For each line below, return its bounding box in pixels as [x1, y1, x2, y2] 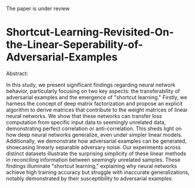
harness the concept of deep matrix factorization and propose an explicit [6, 100, 183, 107]
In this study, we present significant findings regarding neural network [6, 81, 176, 88]
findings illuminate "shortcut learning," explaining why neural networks [6, 162, 177, 169]
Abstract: [6, 70, 28, 77]
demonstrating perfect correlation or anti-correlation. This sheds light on [6, 125, 182, 132]
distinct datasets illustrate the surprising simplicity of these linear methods [6, 150, 187, 157]
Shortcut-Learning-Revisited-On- [6, 26, 174, 39]
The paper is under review [6, 5, 70, 12]
